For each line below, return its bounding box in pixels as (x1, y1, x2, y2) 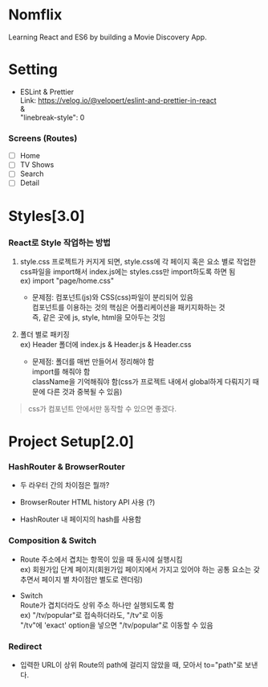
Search (19, 169, 44, 178)
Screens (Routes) (8, 133, 78, 144)
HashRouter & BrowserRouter (8, 461, 126, 472)
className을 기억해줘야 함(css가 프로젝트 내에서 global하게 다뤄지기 (31, 376, 251, 386)
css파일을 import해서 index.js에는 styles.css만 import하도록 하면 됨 (19, 267, 236, 276)
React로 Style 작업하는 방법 (8, 237, 111, 248)
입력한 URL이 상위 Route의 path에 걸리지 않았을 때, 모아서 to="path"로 (19, 660, 243, 669)
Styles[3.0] (8, 207, 86, 225)
